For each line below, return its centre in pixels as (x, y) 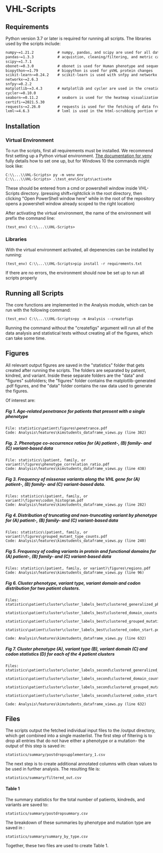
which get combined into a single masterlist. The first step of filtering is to (79, 736)
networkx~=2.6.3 (22, 80)
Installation (23, 126)
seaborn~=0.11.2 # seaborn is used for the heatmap (67, 97)
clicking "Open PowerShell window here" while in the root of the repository (80, 198)
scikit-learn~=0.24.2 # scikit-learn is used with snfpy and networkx (81, 75)
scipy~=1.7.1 (19, 62)
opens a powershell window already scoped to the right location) (70, 203)
